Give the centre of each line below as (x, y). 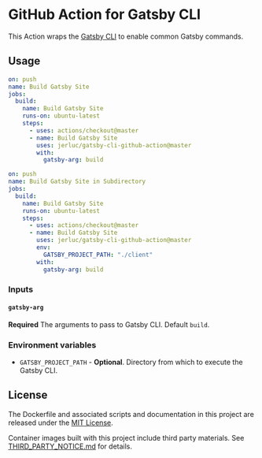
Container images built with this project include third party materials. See (126, 438)
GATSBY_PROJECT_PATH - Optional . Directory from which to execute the (131, 362)
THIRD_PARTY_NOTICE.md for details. (70, 446)
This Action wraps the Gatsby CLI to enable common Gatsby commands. (126, 36)
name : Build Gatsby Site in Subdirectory (77, 182)
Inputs (21, 289)
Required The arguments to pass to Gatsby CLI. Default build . (109, 324)
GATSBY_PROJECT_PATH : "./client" (98, 255)
